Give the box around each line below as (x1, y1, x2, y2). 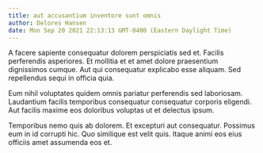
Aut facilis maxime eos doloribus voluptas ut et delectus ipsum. (8, 105, 215, 115)
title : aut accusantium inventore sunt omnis (8, 11, 161, 20)
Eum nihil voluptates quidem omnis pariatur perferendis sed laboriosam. (8, 89, 243, 98)
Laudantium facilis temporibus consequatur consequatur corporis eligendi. (8, 97, 252, 107)
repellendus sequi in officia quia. (8, 73, 115, 83)
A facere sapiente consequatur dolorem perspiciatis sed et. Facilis (8, 48, 224, 58)
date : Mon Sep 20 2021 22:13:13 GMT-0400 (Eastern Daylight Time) (8, 26, 232, 34)
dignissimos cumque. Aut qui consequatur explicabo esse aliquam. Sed (8, 65, 242, 75)
